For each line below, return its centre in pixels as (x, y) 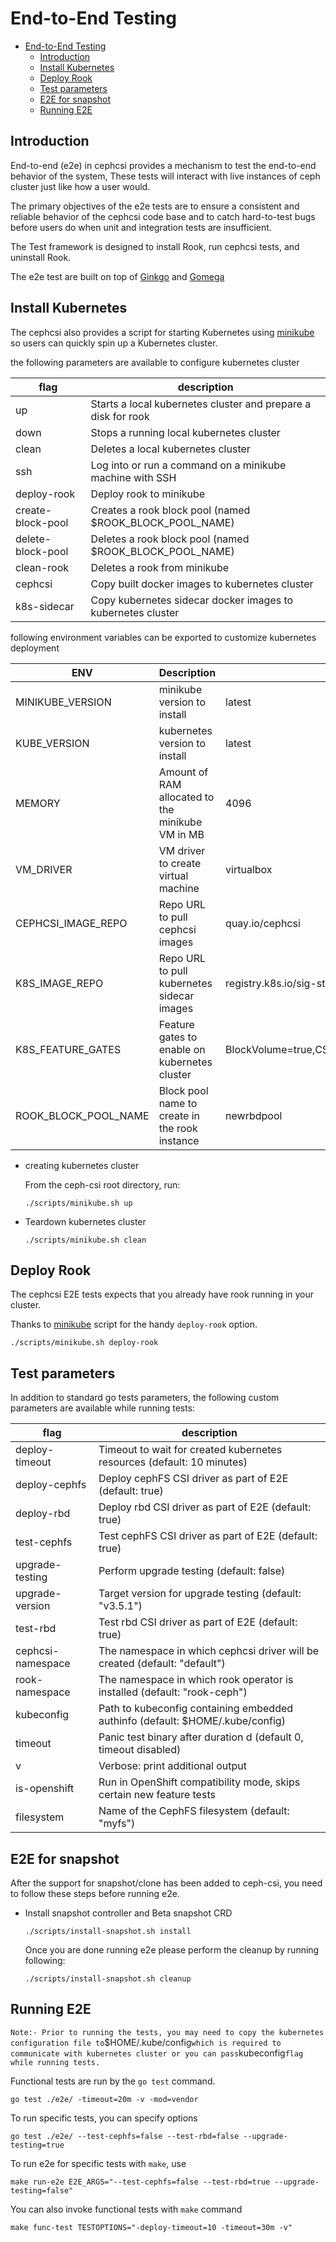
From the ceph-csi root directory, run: (102, 1184)
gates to (178, 1037)
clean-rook (42, 567)
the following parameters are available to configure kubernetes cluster (155, 362)
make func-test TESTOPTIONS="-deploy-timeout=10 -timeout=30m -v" (151, 2227)
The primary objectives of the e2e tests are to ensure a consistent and (155, 206)
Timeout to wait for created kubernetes (190, 1450)
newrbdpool (254, 1115)
